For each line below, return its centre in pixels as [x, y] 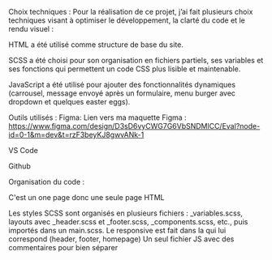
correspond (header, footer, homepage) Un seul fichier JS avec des [121, 239]
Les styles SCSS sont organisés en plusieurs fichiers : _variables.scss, [126, 213]
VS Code [23, 150]
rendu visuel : [31, 29]
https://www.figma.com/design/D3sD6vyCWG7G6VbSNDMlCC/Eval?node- [134, 126]
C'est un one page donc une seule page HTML [86, 197]
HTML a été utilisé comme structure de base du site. [96, 45]
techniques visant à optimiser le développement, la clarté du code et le [127, 20]
